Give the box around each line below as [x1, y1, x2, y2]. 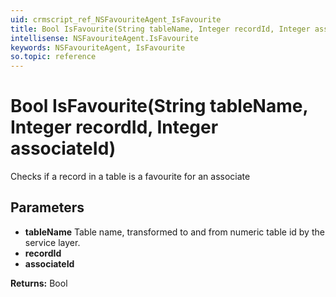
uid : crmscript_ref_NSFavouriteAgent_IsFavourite [10, 14, 222, 25]
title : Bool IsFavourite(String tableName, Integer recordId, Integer [10, 24, 311, 34]
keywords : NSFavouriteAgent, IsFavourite [10, 42, 186, 53]
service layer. [24, 236, 81, 248]
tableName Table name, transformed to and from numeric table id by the [24, 226, 325, 238]
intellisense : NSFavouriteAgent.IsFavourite [10, 33, 199, 43]
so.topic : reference [10, 52, 97, 62]
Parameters [10, 199, 85, 216]
